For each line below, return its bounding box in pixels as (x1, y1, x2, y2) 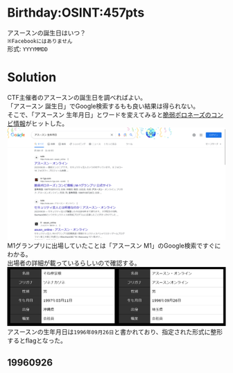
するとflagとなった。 (7, 336, 67, 345)
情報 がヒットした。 (12, 119, 68, 128)
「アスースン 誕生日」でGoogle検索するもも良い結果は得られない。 (7, 102, 200, 110)
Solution (7, 69, 57, 85)
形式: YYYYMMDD (7, 44, 49, 53)
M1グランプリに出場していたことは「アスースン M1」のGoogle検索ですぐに (7, 241, 221, 250)
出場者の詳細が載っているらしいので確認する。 (7, 259, 141, 267)
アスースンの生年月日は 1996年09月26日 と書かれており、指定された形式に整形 (7, 328, 223, 336)
